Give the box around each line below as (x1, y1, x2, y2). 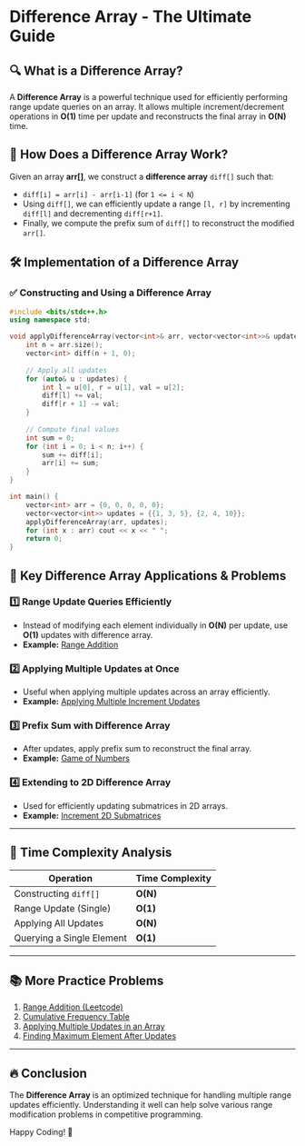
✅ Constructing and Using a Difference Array (9, 286, 212, 299)
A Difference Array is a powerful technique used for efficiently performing (9, 92, 288, 102)
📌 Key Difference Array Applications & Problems (9, 568, 287, 583)
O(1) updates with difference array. (22, 629, 153, 640)
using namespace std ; (9, 315, 92, 324)
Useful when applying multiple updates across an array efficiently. (22, 686, 271, 697)
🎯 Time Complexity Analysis (9, 845, 172, 861)
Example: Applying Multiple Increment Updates (22, 696, 201, 707)
